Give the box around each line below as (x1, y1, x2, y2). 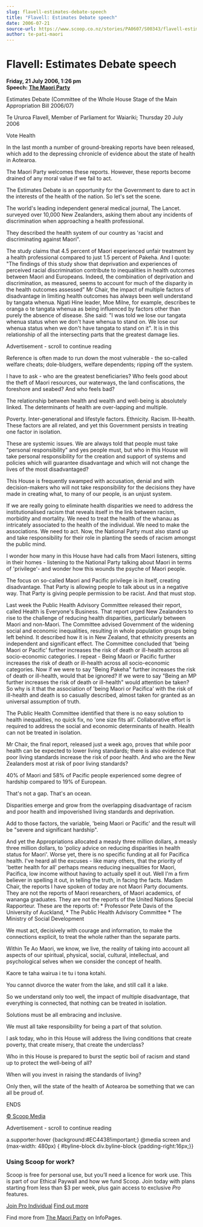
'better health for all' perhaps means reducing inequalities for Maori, (6, 864, 176, 871)
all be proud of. (6, 1089, 44, 1096)
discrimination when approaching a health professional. (6, 217, 145, 225)
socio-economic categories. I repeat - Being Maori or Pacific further (6, 653, 176, 660)
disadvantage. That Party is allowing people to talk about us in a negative (6, 584, 188, 591)
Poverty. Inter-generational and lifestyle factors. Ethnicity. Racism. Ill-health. (6, 415, 196, 423)
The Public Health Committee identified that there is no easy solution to (6, 709, 184, 717)
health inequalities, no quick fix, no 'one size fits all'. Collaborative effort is (6, 716, 191, 723)
